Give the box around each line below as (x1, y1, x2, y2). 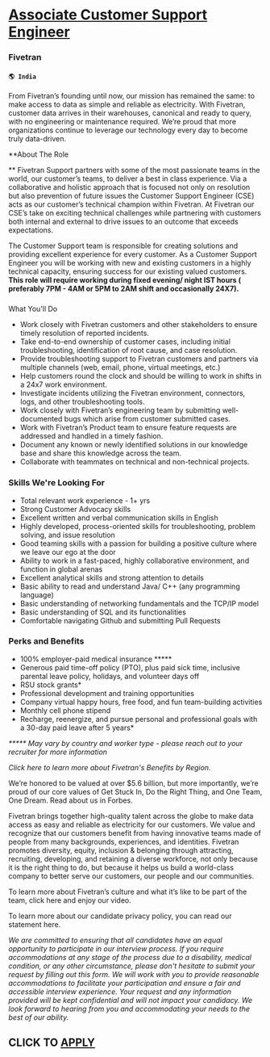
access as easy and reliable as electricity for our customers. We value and (8, 820, 255, 829)
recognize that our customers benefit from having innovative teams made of (8, 828, 262, 837)
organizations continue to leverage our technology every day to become (8, 125, 248, 135)
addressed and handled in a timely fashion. (19, 431, 164, 441)
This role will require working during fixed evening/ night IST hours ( (8, 275, 242, 285)
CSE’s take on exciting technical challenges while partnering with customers (8, 208, 262, 218)
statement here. (8, 919, 61, 929)
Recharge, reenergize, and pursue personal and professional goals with (19, 714, 258, 724)
